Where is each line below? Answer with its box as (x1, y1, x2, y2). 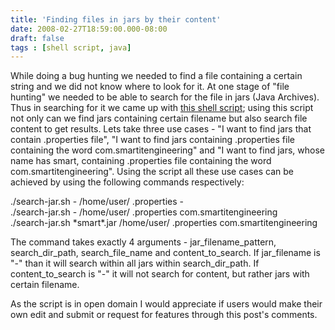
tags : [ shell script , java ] (10, 42, 132, 53)
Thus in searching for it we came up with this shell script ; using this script (10, 102, 314, 114)
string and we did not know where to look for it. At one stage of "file (10, 81, 290, 93)
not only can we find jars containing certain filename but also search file (10, 112, 308, 125)
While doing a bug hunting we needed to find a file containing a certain (10, 70, 303, 82)
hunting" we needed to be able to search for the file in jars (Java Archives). (10, 91, 320, 103)
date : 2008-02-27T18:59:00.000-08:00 (10, 24, 168, 34)
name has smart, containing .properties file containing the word (10, 155, 272, 167)
